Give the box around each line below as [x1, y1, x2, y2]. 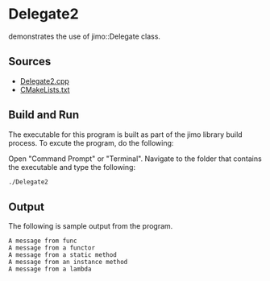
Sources [8, 55, 52, 68]
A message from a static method [8, 251, 117, 259]
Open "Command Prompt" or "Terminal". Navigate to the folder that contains [8, 154, 262, 163]
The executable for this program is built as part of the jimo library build [8, 130, 243, 139]
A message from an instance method [8, 258, 128, 267]
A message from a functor [8, 244, 95, 252]
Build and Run [8, 108, 79, 122]
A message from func [8, 237, 78, 246]
